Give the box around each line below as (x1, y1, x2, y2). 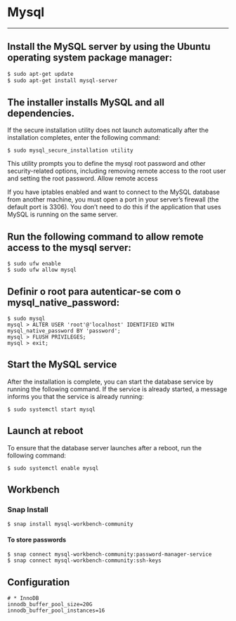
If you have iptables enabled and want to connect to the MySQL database (7, 188, 220, 197)
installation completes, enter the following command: (7, 133, 161, 142)
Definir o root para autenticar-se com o (7, 285, 181, 297)
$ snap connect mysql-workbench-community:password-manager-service (7, 551, 212, 558)
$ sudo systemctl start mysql (7, 405, 96, 413)
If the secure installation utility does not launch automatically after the (7, 126, 209, 134)
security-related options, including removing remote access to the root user (7, 166, 226, 176)
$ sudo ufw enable (7, 261, 61, 268)
